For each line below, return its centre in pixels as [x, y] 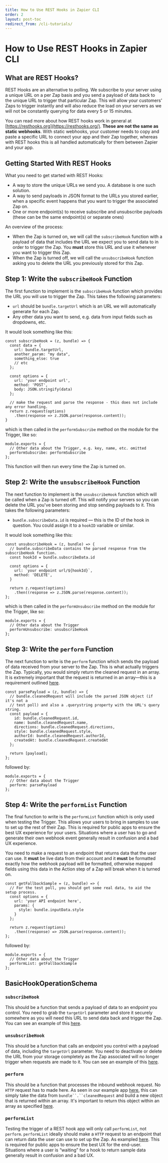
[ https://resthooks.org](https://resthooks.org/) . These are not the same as [82, 126]
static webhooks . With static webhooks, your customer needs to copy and [82, 131]
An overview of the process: [34, 227]
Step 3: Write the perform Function [59, 649]
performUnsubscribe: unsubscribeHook [49, 629]
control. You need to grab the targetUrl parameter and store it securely [79, 1012]
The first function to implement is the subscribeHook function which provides [84, 291]
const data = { [25, 345]
